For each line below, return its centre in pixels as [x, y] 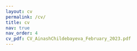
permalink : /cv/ [26, 17]
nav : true [18, 28]
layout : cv [19, 11]
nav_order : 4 [22, 33]
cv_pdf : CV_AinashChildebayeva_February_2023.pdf [68, 39]
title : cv [18, 22]
